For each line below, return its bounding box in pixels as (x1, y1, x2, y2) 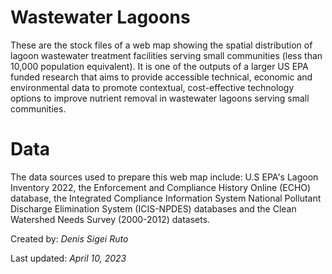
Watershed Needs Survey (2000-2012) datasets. (10, 213, 211, 225)
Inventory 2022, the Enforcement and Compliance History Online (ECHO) (10, 181, 312, 193)
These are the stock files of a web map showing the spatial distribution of (10, 39, 313, 51)
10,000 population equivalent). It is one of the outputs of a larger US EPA (10, 60, 309, 72)
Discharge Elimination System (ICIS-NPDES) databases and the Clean (10, 202, 297, 215)
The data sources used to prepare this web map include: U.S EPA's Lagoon (10, 171, 319, 183)
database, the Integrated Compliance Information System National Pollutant (10, 192, 322, 204)
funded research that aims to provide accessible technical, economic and (10, 71, 313, 83)
